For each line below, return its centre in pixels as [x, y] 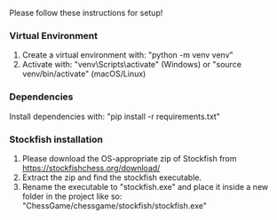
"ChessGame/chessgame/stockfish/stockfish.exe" [114, 205]
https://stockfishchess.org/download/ [91, 168]
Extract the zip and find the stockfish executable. [112, 177]
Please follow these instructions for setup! [86, 13]
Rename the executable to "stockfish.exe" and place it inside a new [145, 186]
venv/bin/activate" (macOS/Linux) [84, 74]
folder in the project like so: [72, 196]
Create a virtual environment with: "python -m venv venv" [127, 55]
